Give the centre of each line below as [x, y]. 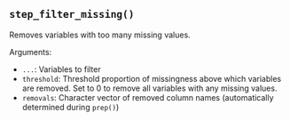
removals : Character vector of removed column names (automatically [148, 97]
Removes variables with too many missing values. [100, 35]
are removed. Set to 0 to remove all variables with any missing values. [149, 88]
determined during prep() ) [71, 107]
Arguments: [31, 52]
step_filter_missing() [72, 15]
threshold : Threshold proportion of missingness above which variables [152, 78]
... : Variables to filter [61, 69]
